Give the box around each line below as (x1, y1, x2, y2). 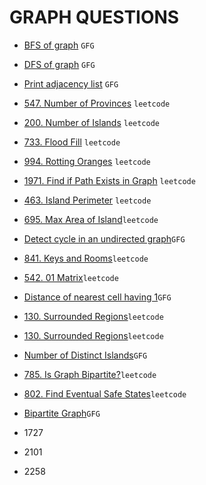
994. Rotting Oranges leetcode (23, 155, 151, 167)
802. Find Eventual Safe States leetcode (23, 387, 187, 400)
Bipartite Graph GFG (23, 407, 101, 419)
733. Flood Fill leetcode (23, 136, 121, 148)
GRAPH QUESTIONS (9, 6, 180, 29)
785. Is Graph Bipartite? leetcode (23, 368, 157, 380)
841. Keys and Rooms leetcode (23, 252, 149, 264)
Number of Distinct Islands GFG (23, 349, 148, 361)
